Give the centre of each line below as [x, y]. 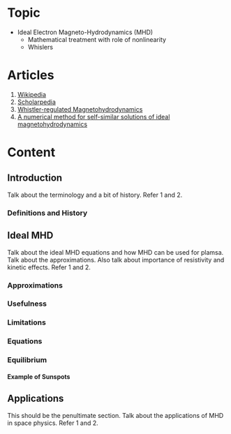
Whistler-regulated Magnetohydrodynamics [80, 109]
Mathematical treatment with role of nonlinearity [97, 39]
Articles [31, 75]
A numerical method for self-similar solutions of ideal [94, 117]
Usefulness [27, 304]
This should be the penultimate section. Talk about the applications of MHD [115, 415]
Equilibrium [27, 360]
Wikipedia [32, 94]
